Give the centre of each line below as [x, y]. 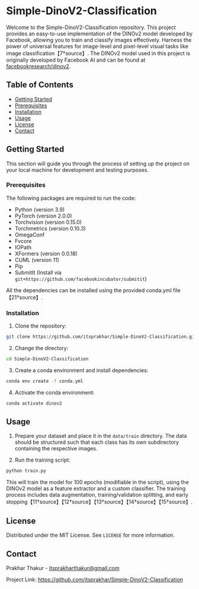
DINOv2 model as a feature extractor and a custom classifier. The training [96, 489]
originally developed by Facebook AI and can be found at [76, 60]
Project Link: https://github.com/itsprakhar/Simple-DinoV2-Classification [95, 580]
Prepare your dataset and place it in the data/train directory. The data [101, 436]
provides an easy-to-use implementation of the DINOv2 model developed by [99, 33]
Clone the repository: [41, 326]
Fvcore [23, 241]
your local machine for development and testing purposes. [78, 169]
